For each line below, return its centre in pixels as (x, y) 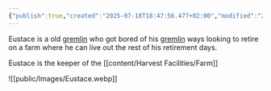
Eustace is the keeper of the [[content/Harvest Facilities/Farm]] (113, 63)
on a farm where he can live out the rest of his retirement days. (113, 47)
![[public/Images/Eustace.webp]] (63, 78)
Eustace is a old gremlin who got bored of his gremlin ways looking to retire (133, 39)
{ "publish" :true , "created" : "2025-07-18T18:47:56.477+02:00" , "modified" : (133, 16)
